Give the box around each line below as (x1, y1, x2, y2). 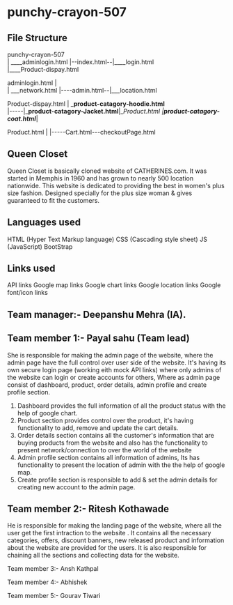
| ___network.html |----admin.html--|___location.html (7, 86, 158, 94)
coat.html (7, 114, 36, 123)
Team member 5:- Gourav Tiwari (7, 592, 101, 600)
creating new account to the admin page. (17, 482, 136, 491)
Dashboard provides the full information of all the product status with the (17, 401, 226, 410)
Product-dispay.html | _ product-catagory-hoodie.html (7, 100, 165, 108)
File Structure (7, 32, 67, 44)
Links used (7, 263, 56, 275)
